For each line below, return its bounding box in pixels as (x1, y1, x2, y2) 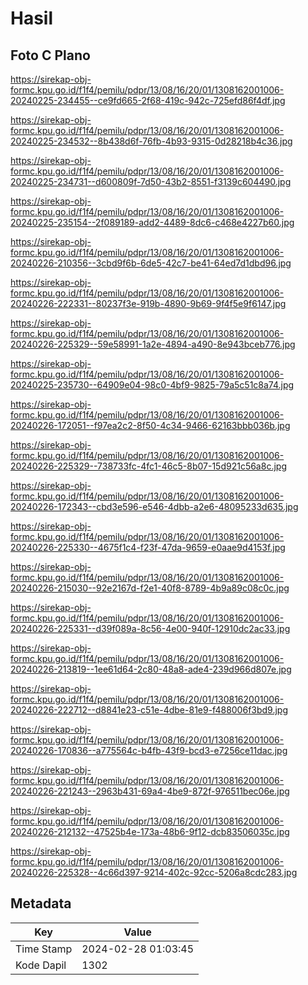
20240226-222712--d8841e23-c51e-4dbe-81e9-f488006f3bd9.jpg (10, 704, 289, 716)
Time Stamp (15, 942, 73, 956)
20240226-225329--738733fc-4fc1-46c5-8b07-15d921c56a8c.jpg (10, 460, 287, 472)
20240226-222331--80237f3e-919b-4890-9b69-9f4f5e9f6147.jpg (10, 298, 287, 309)
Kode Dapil (15, 958, 67, 972)
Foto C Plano (10, 47, 91, 64)
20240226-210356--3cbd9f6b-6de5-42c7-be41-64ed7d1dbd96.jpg (10, 257, 292, 269)
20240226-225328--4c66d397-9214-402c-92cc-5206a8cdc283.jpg (10, 867, 298, 878)
